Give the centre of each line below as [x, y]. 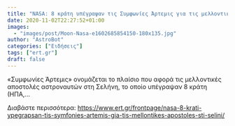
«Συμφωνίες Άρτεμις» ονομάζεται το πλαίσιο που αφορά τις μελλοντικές [114, 79]
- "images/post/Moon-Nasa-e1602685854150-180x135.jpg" [95, 33]
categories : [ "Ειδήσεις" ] [45, 46]
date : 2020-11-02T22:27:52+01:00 [56, 20]
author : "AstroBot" [36, 40]
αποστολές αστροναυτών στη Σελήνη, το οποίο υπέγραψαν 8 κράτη [107, 86]
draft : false [26, 59]
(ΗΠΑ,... [19, 94]
